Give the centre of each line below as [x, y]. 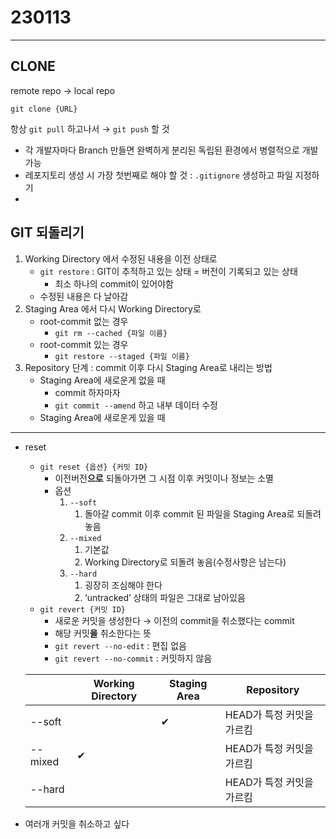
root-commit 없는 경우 [84, 321]
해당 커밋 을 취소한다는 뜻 [103, 633]
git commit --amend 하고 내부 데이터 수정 [136, 405]
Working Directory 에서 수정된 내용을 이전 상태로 [121, 258]
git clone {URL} [44, 109]
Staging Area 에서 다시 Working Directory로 [113, 308]
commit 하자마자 [87, 392]
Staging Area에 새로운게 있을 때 [102, 417]
